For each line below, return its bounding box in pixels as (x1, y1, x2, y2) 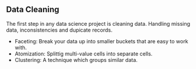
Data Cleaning (6, 5, 60, 15)
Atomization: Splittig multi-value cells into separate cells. (14, 50, 153, 57)
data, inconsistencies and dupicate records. (6, 26, 113, 33)
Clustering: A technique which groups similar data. (14, 56, 138, 63)
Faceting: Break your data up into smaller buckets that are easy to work (14, 37, 189, 44)
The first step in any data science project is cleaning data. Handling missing (6, 20, 191, 27)
